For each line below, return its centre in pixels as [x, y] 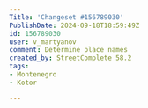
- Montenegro [33, 75]
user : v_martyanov [43, 42]
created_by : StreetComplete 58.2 [70, 58]
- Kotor [23, 83]
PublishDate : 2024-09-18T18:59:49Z [74, 25]
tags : [19, 67]
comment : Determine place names [68, 50]
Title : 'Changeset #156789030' [67, 17]
